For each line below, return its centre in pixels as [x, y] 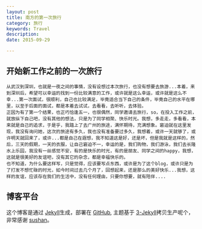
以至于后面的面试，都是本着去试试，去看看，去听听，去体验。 [81, 106]
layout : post [23, 12]
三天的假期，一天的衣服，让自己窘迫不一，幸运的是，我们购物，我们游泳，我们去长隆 [105, 144]
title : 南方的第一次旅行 [34, 18]
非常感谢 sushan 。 [29, 220]
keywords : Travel [28, 29]
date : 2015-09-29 [28, 40]
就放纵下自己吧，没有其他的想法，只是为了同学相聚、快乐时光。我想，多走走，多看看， [99, 118]
